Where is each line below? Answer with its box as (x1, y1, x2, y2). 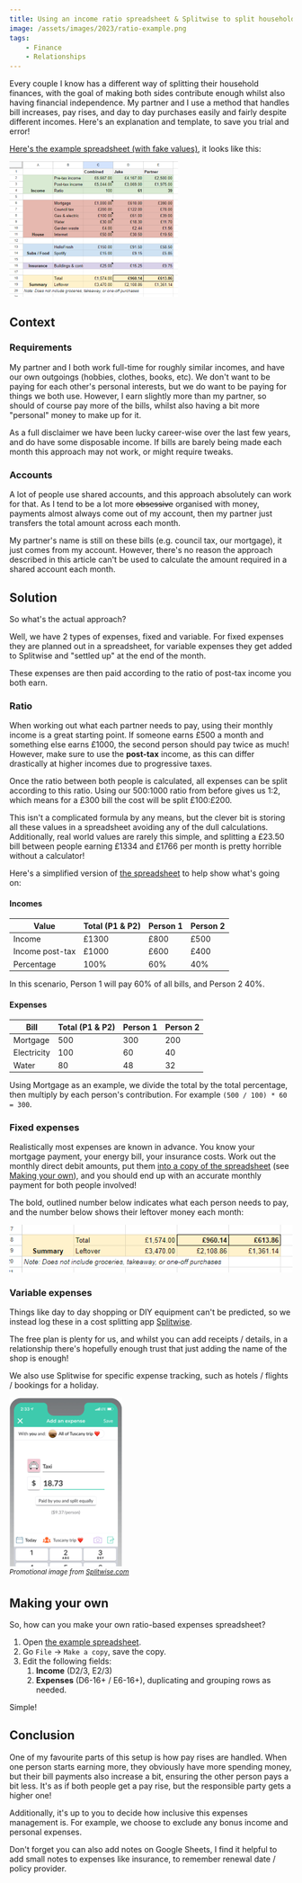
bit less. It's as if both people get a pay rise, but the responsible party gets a (9, 1780, 292, 1791)
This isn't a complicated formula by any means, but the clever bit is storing (9, 812, 286, 823)
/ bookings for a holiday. (9, 1380, 99, 1391)
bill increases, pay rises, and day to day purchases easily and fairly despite (9, 107, 288, 118)
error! (9, 126, 31, 137)
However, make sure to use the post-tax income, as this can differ (9, 749, 254, 760)
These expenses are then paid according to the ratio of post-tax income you (9, 667, 292, 678)
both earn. (9, 677, 48, 688)
